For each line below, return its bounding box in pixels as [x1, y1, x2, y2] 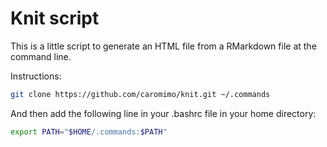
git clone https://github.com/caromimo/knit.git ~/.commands [10, 89, 271, 99]
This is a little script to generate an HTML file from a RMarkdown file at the [10, 40, 317, 52]
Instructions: [10, 70, 62, 82]
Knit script [10, 7, 100, 30]
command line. [10, 50, 72, 62]
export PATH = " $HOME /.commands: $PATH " [10, 127, 168, 137]
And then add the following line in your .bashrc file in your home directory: [10, 107, 317, 119]
